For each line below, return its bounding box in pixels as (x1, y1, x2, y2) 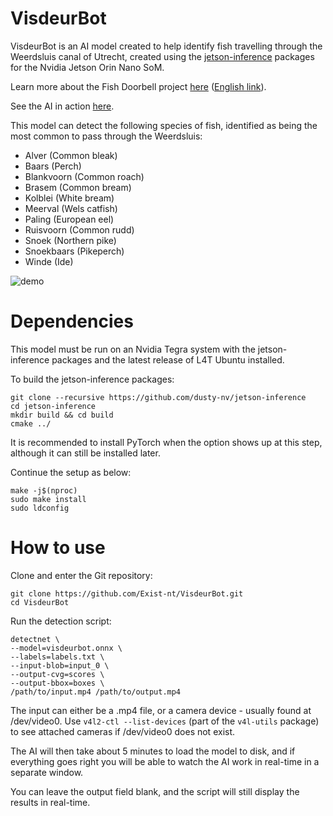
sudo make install (10, 494, 87, 504)
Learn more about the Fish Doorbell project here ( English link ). (10, 80, 267, 92)
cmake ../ (10, 418, 52, 429)
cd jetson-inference (10, 401, 97, 411)
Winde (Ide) (24, 255, 74, 267)
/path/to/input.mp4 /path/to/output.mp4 (10, 687, 182, 697)
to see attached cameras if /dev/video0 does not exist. (10, 725, 236, 737)
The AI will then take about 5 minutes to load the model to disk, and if (10, 745, 296, 757)
